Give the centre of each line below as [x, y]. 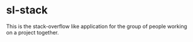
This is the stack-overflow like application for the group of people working [97, 26]
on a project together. [33, 32]
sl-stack [27, 10]
